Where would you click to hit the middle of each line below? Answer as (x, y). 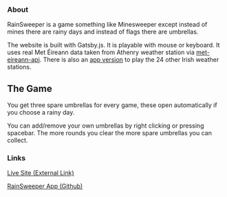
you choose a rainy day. (41, 113)
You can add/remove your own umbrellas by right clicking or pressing (106, 126)
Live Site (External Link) (41, 173)
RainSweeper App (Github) (45, 186)
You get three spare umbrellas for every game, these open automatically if (112, 105)
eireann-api (23, 60)
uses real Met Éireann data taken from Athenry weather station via (101, 52)
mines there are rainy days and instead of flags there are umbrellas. (103, 32)
